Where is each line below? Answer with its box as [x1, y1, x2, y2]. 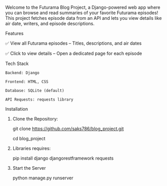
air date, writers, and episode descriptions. [5, 20, 95, 26]
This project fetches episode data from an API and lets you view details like [5, 15, 162, 21]
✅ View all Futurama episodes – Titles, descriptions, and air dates [5, 40, 142, 46]
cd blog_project [12, 136, 46, 141]
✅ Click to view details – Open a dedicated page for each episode [5, 50, 142, 56]
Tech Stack [5, 60, 29, 67]
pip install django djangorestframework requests [12, 155, 114, 161]
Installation [5, 106, 28, 112]
